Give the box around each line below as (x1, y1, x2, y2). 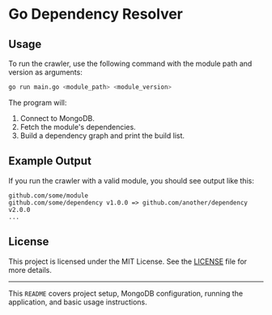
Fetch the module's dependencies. (19, 122, 136, 132)
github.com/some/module (8, 192, 89, 200)
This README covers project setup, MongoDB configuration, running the (8, 288, 244, 298)
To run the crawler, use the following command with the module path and (8, 58, 253, 68)
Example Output (8, 154, 91, 168)
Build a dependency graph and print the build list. (19, 131, 185, 140)
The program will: (8, 97, 67, 107)
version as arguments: (8, 67, 83, 77)
